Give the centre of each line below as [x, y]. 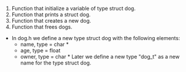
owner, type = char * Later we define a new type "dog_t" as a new [100, 57]
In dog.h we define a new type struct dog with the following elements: [96, 38]
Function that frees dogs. [42, 27]
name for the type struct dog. [56, 63]
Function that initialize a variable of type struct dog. [73, 8]
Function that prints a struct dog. [51, 15]
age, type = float [40, 51]
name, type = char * [44, 44]
